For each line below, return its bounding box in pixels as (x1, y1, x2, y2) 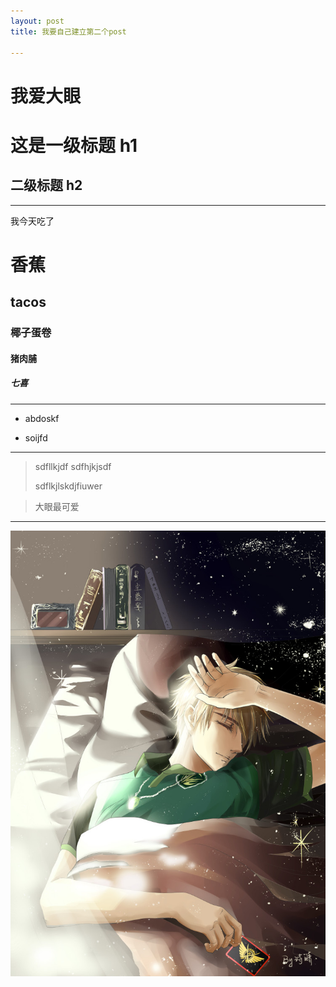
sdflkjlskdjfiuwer (34, 480, 103, 492)
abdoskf (24, 412, 60, 424)
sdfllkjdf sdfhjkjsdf (34, 460, 112, 472)
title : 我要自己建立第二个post (10, 26, 127, 37)
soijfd (24, 431, 48, 444)
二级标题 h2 (10, 177, 83, 194)
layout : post (10, 16, 65, 26)
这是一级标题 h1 (10, 134, 138, 157)
